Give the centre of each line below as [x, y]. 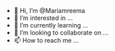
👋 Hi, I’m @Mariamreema [49, 11]
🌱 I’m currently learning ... [51, 25]
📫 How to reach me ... [46, 40]
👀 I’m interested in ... [43, 18]
